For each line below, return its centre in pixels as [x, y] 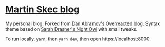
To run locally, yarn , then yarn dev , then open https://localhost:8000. [78, 39]
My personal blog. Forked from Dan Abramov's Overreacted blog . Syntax [83, 24]
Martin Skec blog [42, 9]
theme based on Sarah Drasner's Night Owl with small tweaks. [71, 29]
